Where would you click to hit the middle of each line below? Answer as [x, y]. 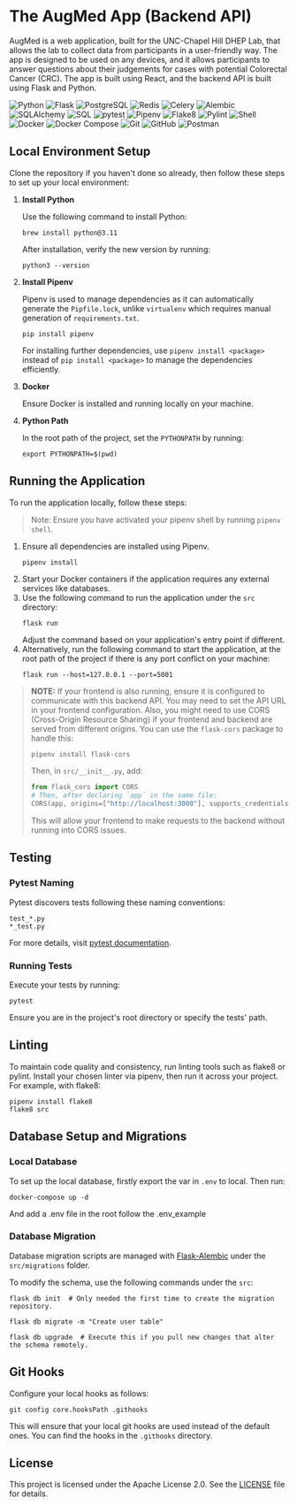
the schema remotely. [49, 1345]
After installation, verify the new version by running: [116, 249]
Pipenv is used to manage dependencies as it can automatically [138, 299]
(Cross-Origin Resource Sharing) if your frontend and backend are [152, 719]
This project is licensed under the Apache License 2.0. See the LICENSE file [147, 1485]
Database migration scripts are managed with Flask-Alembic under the [137, 1256]
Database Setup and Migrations [98, 1137]
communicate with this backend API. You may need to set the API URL [158, 701]
